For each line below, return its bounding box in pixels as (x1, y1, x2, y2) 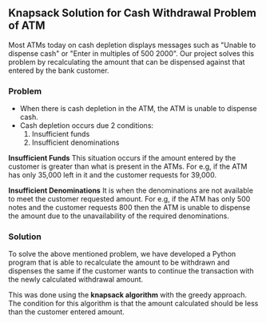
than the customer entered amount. (8, 307, 125, 317)
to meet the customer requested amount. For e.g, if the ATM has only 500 (8, 194, 251, 204)
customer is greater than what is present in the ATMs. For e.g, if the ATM (8, 161, 248, 171)
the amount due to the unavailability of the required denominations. (8, 211, 230, 221)
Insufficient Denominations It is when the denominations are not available (8, 185, 254, 195)
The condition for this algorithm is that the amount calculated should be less (8, 299, 259, 309)
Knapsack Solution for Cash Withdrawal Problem (8, 6, 257, 20)
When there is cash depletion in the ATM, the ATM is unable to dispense (19, 104, 257, 114)
